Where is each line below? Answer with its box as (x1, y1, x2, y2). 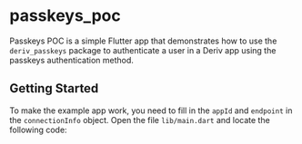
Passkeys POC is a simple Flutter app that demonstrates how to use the (9, 35, 277, 46)
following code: (9, 124, 67, 135)
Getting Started (9, 81, 99, 96)
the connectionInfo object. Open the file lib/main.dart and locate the (9, 114, 270, 125)
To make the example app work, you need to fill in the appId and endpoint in (9, 105, 293, 116)
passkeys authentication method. (9, 54, 135, 65)
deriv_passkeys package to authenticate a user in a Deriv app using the (9, 44, 277, 55)
